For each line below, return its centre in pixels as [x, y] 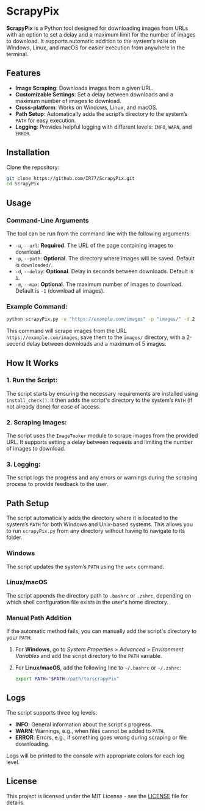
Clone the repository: [33, 167]
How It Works [33, 363]
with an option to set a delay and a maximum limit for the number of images [101, 34]
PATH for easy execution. [45, 120]
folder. [14, 537]
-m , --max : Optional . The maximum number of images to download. [99, 284]
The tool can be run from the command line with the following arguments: [99, 234]
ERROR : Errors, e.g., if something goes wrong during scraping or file [101, 737]
